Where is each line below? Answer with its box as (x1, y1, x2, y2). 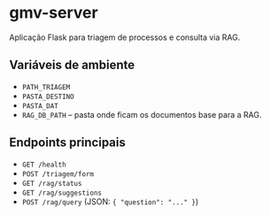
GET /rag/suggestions (21, 189, 102, 197)
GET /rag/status (21, 179, 82, 188)
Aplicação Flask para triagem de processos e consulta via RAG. (9, 32, 241, 42)
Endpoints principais (9, 135, 126, 150)
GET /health (21, 160, 66, 169)
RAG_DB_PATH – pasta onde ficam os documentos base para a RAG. (21, 109, 262, 120)
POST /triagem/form (21, 169, 95, 179)
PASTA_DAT (21, 101, 59, 111)
